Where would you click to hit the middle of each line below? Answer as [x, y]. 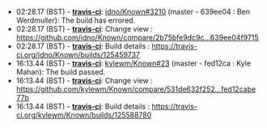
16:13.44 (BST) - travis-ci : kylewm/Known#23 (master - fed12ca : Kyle [133, 63]
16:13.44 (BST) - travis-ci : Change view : [84, 81]
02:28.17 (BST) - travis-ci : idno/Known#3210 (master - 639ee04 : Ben [133, 12]
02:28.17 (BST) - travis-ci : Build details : [83, 46]
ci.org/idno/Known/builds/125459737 [78, 55]
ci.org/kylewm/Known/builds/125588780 [84, 115]
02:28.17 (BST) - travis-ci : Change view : [85, 29]
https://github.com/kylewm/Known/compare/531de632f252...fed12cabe [136, 89]
